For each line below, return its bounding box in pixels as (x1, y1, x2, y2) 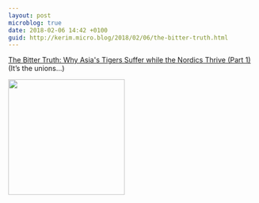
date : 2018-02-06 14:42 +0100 (8, 26, 109, 34)
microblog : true (8, 19, 62, 27)
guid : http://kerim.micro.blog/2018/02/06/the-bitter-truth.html (8, 33, 228, 42)
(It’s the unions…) (8, 64, 65, 73)
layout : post (8, 11, 51, 20)
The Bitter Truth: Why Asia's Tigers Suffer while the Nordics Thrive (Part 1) (8, 55, 251, 65)
